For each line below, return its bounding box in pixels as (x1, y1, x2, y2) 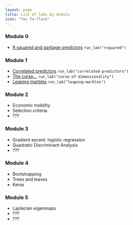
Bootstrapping (12, 171, 42, 177)
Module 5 (5, 194, 29, 201)
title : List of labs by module (5, 12, 70, 17)
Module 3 (5, 125, 29, 132)
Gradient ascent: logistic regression (12, 136, 85, 142)
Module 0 (5, 33, 29, 40)
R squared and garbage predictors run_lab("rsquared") (12, 44, 127, 50)
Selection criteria (12, 108, 48, 113)
